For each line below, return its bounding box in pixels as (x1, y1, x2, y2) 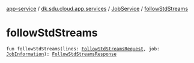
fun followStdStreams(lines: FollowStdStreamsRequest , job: (6, 46, 160, 52)
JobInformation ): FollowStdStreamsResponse (6, 51, 117, 57)
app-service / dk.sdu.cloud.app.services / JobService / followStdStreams (6, 5, 188, 12)
